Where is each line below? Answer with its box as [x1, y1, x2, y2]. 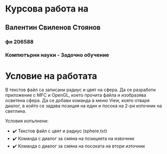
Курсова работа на [5, 3, 89, 15]
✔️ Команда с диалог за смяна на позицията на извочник [12, 135, 134, 141]
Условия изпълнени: [5, 118, 49, 124]
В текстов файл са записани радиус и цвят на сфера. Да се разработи [5, 87, 156, 93]
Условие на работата [5, 70, 97, 82]
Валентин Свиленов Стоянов [5, 23, 101, 32]
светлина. [5, 108, 27, 114]
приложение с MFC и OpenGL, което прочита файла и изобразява [5, 92, 146, 98]
